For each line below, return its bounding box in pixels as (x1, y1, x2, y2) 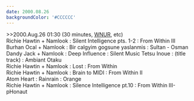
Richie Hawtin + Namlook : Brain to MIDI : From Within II (6, 69, 143, 76)
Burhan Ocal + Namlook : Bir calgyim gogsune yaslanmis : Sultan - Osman (6, 43, 189, 51)
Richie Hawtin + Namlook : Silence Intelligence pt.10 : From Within (6, 81, 168, 88)
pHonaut (6, 88, 28, 95)
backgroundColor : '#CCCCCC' (6, 14, 76, 20)
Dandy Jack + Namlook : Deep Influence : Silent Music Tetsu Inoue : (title (6, 50, 186, 57)
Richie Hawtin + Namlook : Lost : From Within (6, 62, 118, 69)
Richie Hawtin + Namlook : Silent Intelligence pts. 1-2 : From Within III (6, 37, 176, 44)
